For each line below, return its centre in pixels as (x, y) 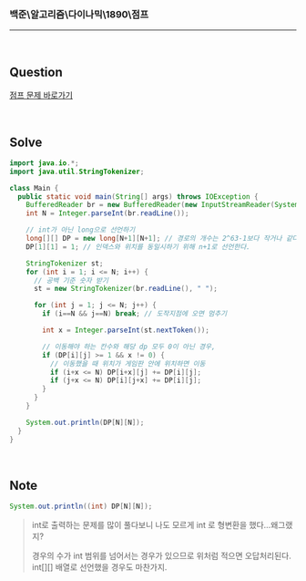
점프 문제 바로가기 (41, 95)
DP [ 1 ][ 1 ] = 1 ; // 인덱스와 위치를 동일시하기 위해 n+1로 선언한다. (138, 247)
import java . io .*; (44, 163)
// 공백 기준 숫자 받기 (71, 280)
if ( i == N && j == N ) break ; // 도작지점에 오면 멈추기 (135, 314)
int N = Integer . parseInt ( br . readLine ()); (107, 213)
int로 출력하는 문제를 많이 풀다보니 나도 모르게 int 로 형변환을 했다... (151, 525)
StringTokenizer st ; (65, 263)
